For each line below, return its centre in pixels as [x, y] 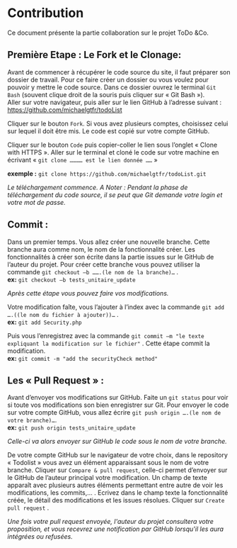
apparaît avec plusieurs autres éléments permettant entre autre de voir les [115, 485]
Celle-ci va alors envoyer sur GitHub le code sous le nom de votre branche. [117, 442]
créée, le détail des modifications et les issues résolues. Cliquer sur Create [116, 501]
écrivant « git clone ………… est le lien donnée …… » [82, 160]
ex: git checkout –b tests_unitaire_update [71, 279]
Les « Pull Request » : [56, 380]
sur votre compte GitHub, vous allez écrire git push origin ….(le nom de [114, 413]
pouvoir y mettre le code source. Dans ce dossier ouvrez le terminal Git [112, 87]
